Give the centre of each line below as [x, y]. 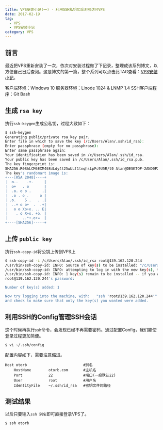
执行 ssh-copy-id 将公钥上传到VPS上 [41, 251]
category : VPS [19, 32]
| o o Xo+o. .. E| [26, 209]
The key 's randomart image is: [37, 173]
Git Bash [22, 94]
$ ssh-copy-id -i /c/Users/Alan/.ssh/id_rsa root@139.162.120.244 [73, 261]
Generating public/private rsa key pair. [48, 137]
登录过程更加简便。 [24, 335]
